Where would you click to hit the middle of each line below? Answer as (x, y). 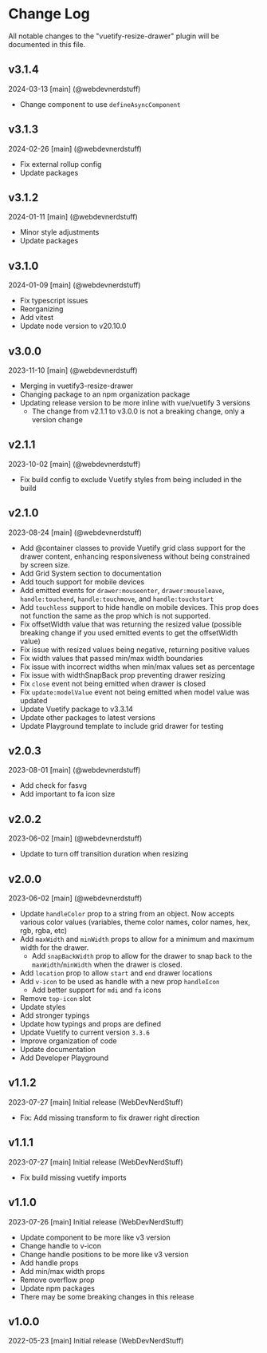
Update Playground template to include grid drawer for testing (122, 726)
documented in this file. (47, 44)
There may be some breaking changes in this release (107, 1296)
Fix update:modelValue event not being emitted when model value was (134, 692)
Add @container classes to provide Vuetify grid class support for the (132, 548)
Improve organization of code (68, 1041)
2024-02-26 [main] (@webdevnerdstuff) (75, 148)
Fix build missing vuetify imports (73, 1177)
